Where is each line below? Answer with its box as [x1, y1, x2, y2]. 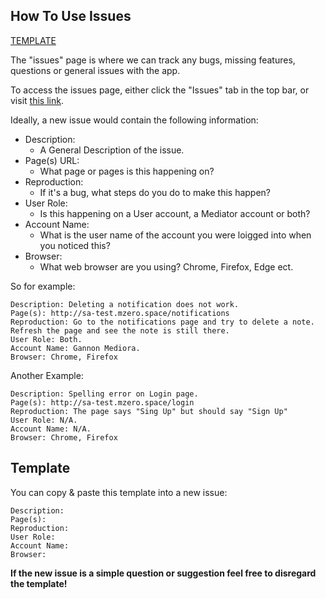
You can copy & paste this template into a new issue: [10, 486, 228, 498]
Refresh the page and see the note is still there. [10, 325, 230, 336]
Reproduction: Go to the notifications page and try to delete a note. [10, 317, 315, 327]
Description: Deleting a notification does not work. [10, 299, 240, 309]
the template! [10, 577, 68, 589]
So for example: [10, 280, 76, 292]
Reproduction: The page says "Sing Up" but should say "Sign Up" [10, 406, 288, 416]
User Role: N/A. [10, 415, 78, 425]
